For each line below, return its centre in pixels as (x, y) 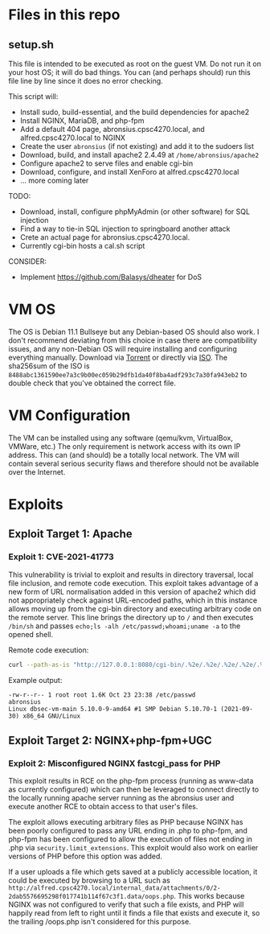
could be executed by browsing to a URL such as (89, 881)
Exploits (36, 505)
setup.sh (31, 45)
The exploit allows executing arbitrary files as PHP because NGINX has (126, 822)
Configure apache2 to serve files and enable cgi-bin (106, 163)
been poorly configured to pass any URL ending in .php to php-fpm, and (128, 831)
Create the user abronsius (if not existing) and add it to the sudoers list (137, 146)
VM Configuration (70, 416)
